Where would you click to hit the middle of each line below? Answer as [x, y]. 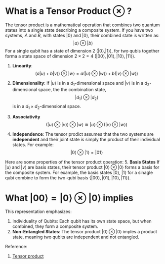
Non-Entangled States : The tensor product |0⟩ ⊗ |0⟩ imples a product [84, 232]
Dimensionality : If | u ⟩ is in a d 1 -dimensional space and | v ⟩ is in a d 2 [81, 83]
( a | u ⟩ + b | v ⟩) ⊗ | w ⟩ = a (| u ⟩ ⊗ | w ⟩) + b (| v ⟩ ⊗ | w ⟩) [87, 73]
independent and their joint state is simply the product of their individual [86, 140]
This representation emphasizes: [38, 211]
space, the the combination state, [72, 89]
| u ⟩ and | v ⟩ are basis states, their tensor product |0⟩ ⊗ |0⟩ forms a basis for [82, 167]
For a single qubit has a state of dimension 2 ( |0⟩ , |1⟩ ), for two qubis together [82, 51]
